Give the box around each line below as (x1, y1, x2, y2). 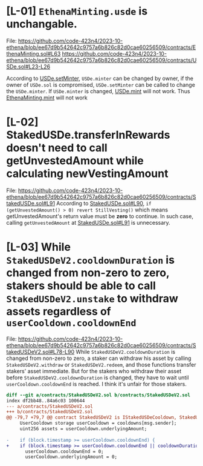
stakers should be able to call (6, 279, 156, 293)
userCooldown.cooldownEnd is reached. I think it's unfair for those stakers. (6, 380, 187, 387)
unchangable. (6, 17, 77, 31)
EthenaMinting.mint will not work (6, 94, 88, 101)
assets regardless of (6, 305, 111, 319)
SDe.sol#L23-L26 (6, 62, 50, 70)
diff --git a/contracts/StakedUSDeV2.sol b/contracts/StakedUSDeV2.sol (6, 392, 190, 398)
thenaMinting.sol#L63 (6, 50, 61, 57)
